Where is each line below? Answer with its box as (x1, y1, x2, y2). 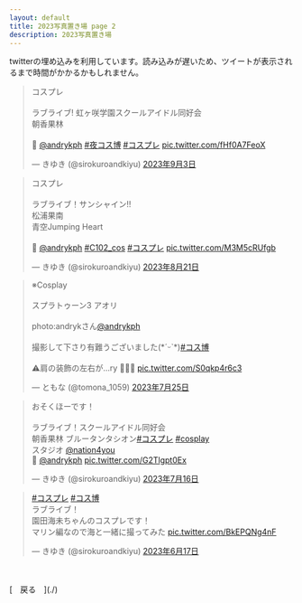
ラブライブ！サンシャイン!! (31, 199, 132, 210)
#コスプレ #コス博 (31, 493, 100, 504)
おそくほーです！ (31, 401, 95, 412)
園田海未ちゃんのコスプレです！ (31, 515, 151, 526)
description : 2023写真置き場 (9, 30, 113, 39)
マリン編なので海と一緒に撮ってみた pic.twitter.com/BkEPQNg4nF (31, 526, 277, 538)
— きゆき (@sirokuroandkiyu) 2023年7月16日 (31, 474, 199, 485)
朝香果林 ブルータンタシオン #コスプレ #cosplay (31, 433, 210, 444)
